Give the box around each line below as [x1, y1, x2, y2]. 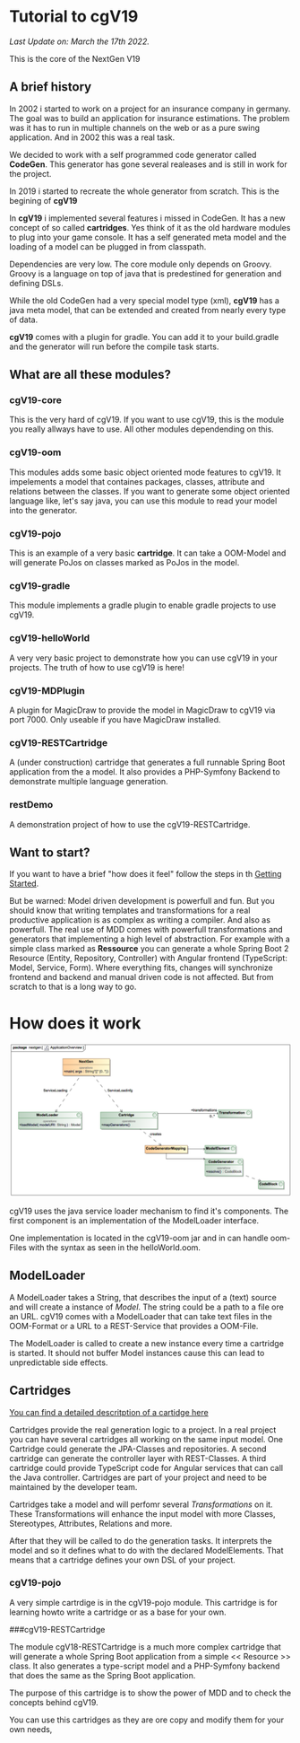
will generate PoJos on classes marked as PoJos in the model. [9, 557, 240, 568]
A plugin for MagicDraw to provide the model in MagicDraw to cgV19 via [9, 705, 276, 715]
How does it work [9, 1012, 141, 1033]
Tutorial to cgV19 [9, 6, 139, 27]
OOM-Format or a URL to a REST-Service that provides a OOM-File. [9, 1320, 259, 1331]
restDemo [9, 799, 54, 811]
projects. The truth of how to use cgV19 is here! [9, 661, 185, 672]
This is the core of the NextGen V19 [9, 53, 141, 64]
